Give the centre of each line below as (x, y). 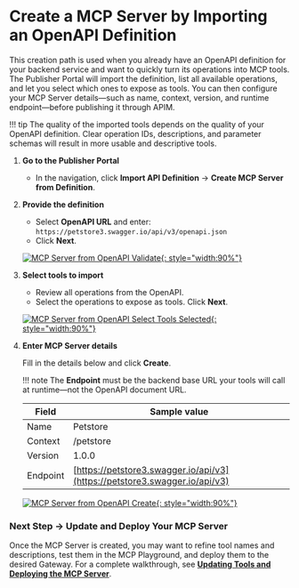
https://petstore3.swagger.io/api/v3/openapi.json (131, 232)
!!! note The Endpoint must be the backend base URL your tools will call (154, 380)
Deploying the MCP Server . (61, 574)
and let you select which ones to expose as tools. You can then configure (143, 88)
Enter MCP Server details (69, 345)
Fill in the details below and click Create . (97, 363)
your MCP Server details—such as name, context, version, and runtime (139, 97)
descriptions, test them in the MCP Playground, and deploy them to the (139, 555)
